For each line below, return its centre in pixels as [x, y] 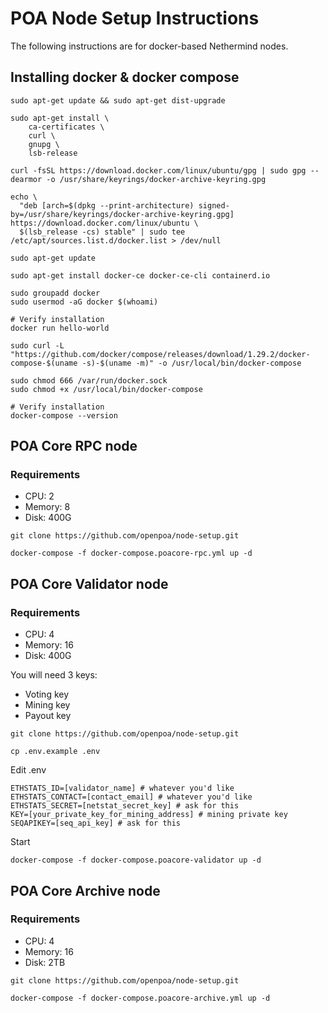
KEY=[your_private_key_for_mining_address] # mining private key [149, 815]
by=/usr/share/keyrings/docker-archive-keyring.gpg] [122, 214]
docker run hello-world [60, 328]
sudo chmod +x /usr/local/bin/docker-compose [106, 389]
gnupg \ [44, 144]
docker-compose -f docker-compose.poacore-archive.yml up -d [140, 998]
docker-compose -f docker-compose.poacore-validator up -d [136, 860]
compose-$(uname [44, 363]
